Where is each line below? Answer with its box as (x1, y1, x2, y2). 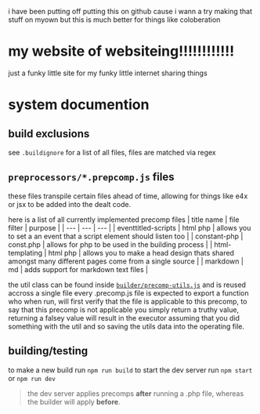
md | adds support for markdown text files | (8, 264, 149, 274)
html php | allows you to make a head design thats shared (48, 248, 235, 257)
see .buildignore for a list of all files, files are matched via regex (8, 147, 217, 157)
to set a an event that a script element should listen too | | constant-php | (8, 231, 244, 241)
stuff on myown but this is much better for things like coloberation (8, 15, 221, 24)
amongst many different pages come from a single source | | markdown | (8, 256, 244, 266)
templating (8, 248, 43, 257)
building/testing (8, 344, 88, 358)
